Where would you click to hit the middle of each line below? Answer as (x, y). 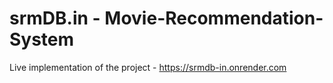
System (42, 39)
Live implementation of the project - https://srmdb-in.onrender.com (148, 67)
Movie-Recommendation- (214, 18)
